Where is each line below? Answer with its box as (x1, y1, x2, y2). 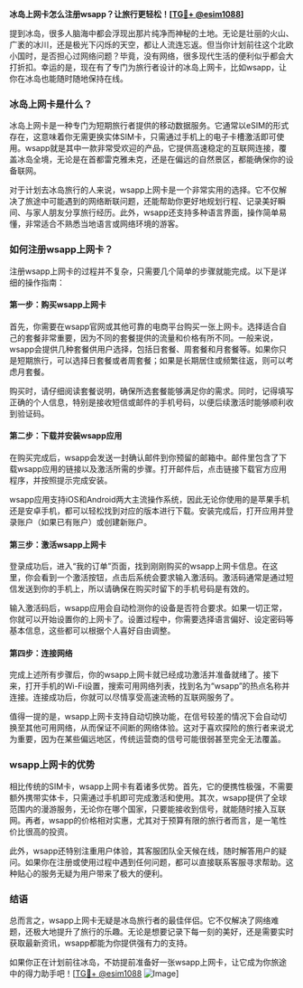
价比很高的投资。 (9, 826, 73, 837)
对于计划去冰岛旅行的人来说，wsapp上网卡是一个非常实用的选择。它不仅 (9, 184, 280, 195)
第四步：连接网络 (9, 647, 73, 658)
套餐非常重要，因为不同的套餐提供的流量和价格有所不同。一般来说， (24, 332, 278, 343)
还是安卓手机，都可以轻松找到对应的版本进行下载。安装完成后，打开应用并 (9, 505, 286, 516)
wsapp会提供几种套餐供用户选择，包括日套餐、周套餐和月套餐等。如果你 (9, 343, 280, 354)
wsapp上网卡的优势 (9, 758, 96, 771)
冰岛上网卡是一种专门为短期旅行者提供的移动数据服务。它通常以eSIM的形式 (9, 120, 289, 131)
